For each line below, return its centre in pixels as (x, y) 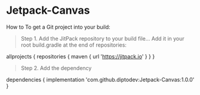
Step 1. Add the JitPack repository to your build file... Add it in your (103, 38)
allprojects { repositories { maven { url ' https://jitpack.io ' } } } (81, 56)
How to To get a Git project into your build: (58, 27)
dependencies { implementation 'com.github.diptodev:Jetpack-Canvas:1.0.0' (100, 79)
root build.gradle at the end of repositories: (74, 45)
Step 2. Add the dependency (56, 68)
